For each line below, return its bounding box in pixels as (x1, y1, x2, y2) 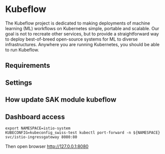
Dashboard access (5, 112, 65, 121)
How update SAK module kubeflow (5, 95, 117, 104)
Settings (5, 78, 33, 87)
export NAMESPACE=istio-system (5, 125, 71, 131)
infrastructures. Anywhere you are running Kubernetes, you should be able (5, 41, 159, 47)
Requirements (5, 61, 50, 70)
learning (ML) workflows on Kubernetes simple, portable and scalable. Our (5, 25, 159, 31)
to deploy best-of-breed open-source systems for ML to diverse (5, 36, 138, 42)
